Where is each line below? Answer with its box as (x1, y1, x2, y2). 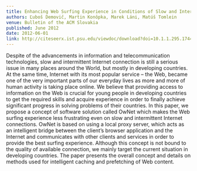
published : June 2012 (6, 25, 59, 31)
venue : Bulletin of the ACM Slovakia (6, 19, 98, 25)
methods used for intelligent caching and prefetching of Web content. (6, 158, 175, 165)
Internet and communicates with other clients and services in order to (6, 133, 175, 140)
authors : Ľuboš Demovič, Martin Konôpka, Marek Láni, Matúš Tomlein (6, 14, 177, 20)
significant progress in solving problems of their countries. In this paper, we (6, 102, 189, 109)
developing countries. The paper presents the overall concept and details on (6, 152, 191, 159)
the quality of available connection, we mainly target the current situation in (6, 146, 188, 153)
